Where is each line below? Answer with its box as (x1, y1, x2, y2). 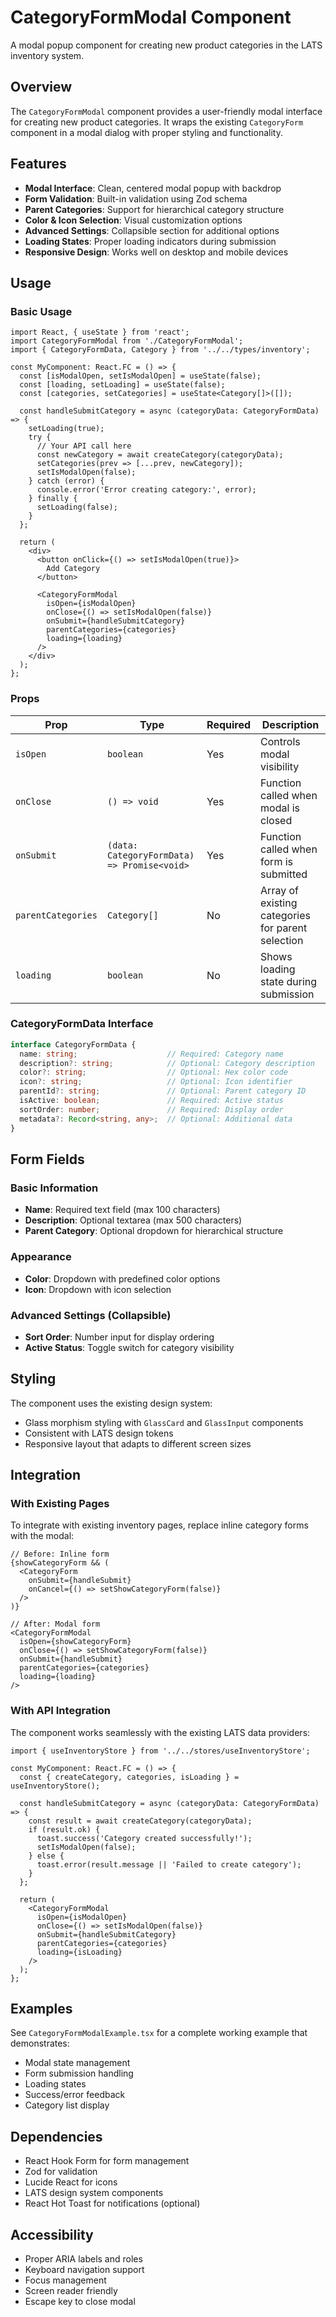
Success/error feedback (24, 2089, 126, 2101)
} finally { (28, 494, 78, 504)
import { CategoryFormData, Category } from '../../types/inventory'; (10, 345, 311, 355)
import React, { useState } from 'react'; (10, 327, 190, 338)
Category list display (24, 2099, 110, 2111)
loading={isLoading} (36, 1947, 123, 1957)
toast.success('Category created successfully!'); (36, 1833, 253, 1843)
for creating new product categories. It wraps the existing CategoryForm (10, 116, 304, 128)
